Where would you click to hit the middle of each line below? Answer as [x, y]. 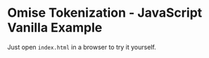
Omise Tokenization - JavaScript [105, 13]
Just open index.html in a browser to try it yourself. [82, 47]
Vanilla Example [55, 28]
